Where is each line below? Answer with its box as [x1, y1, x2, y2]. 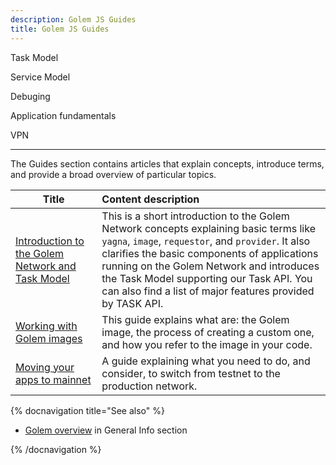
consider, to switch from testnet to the [101, 366, 281, 380]
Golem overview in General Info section [24, 424, 188, 436]
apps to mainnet [15, 372, 92, 386]
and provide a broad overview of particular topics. [10, 168, 217, 180]
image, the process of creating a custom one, [101, 325, 315, 339]
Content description [101, 192, 200, 206]
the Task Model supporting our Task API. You [101, 271, 313, 285]
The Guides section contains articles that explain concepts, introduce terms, [10, 157, 325, 170]
